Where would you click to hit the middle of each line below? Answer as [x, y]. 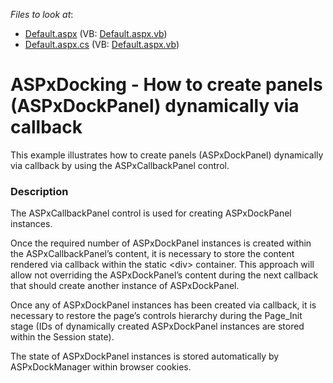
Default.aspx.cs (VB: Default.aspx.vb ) [102, 44]
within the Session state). [62, 337]
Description [39, 191]
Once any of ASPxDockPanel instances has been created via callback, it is [163, 305]
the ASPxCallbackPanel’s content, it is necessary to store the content [152, 254]
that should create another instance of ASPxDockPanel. [125, 286]
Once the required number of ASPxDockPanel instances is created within [161, 243]
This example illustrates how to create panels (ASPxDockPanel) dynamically [167, 155]
